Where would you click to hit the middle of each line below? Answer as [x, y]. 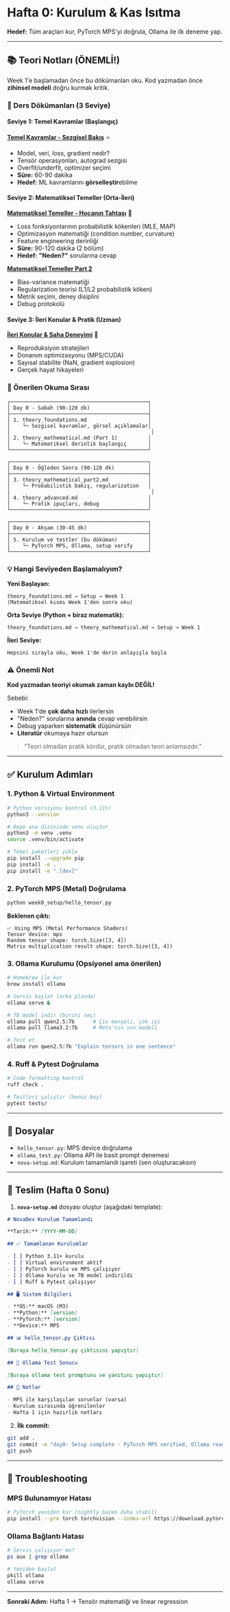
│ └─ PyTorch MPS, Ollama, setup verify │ [79, 546]
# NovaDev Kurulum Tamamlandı [50, 1219]
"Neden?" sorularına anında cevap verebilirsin [82, 719]
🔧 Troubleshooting [47, 1478]
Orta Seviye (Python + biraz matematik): [66, 615]
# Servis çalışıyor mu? [41, 1550]
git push [20, 1451]
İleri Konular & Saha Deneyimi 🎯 [53, 335]
